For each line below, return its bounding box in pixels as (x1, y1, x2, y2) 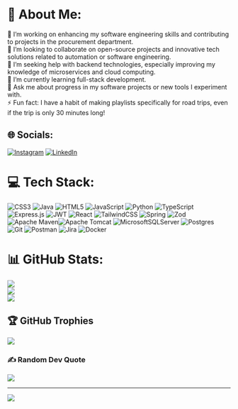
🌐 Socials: (7, 129, 54, 141)
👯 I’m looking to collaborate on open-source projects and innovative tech (7, 45, 220, 53)
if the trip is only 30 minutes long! (7, 108, 106, 116)
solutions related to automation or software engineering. (7, 53, 171, 61)
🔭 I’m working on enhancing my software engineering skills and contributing (7, 30, 229, 38)
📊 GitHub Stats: (7, 251, 104, 267)
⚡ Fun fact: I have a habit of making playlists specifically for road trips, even (7, 98, 228, 107)
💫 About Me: (7, 6, 82, 23)
